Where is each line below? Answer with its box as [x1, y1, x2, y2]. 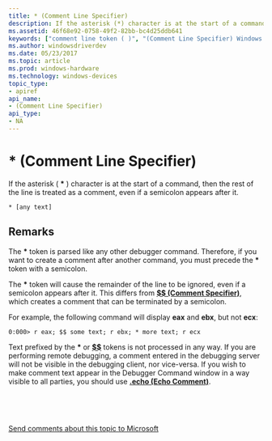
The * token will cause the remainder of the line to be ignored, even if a [8, 279, 246, 289]
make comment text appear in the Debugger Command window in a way [8, 367, 250, 377]
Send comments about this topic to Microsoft [8, 423, 159, 433]
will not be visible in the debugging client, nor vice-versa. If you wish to [8, 359, 247, 369]
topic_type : [8, 79, 49, 87]
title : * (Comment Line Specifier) [8, 11, 129, 20]
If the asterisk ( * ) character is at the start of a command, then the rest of [8, 179, 254, 189]
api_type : [8, 110, 42, 118]
